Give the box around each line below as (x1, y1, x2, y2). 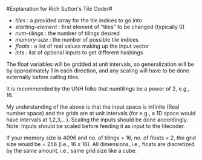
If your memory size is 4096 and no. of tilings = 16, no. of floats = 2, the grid (6, 134, 197, 141)
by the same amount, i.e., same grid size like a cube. (6, 147, 137, 154)
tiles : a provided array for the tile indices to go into (15, 17, 142, 24)
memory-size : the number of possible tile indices (15, 36, 139, 43)
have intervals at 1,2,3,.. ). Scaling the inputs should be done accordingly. (6, 116, 189, 123)
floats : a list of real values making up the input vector (15, 42, 149, 50)
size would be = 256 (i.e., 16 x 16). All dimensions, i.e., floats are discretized (6, 141, 195, 147)
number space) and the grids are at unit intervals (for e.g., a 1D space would (6, 110, 196, 117)
